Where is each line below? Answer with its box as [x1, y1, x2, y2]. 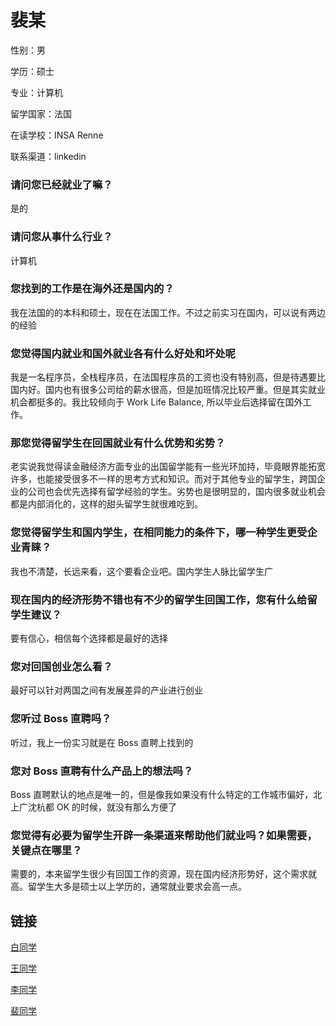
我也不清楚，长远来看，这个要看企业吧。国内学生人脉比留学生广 [10, 565, 273, 577]
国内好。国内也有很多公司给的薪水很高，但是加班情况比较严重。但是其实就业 [10, 384, 326, 396]
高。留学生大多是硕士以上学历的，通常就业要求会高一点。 [10, 881, 247, 893]
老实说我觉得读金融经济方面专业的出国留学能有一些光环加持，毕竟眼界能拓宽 [10, 461, 326, 473]
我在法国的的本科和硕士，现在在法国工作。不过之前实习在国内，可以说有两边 [10, 306, 326, 318]
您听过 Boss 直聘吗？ [10, 712, 112, 726]
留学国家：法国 [10, 107, 72, 120]
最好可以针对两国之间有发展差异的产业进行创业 [10, 684, 203, 696]
